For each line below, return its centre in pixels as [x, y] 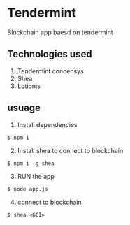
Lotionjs [29, 86]
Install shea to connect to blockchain [70, 150]
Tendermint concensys [50, 71]
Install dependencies [48, 124]
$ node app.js [28, 189]
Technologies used [50, 54]
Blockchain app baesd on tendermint [60, 32]
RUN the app [36, 176]
